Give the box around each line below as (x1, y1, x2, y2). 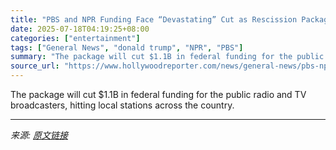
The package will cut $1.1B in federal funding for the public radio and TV (10, 89, 307, 100)
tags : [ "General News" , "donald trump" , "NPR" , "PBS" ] (10, 42, 244, 53)
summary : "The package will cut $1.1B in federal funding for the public (10, 52, 325, 62)
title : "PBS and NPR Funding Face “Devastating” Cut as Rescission (10, 14, 298, 25)
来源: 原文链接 (10, 129, 68, 141)
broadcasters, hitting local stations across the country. (10, 99, 235, 111)
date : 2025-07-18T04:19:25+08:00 (10, 24, 150, 34)
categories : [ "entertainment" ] (10, 33, 141, 43)
